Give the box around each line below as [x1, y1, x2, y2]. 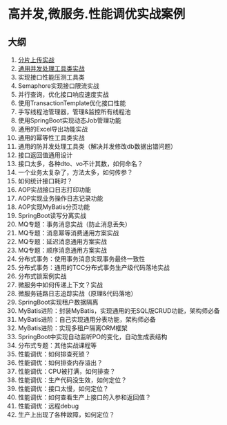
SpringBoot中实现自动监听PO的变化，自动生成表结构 [17, 333, 168, 341]
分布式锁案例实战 [17, 272, 67, 280]
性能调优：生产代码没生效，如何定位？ [17, 376, 127, 384]
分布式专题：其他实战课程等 [17, 341, 97, 350]
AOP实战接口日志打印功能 [17, 186, 92, 194]
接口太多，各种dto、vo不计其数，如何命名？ [17, 160, 144, 168]
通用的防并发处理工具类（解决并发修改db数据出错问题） [17, 143, 177, 150]
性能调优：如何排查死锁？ [17, 350, 91, 358]
